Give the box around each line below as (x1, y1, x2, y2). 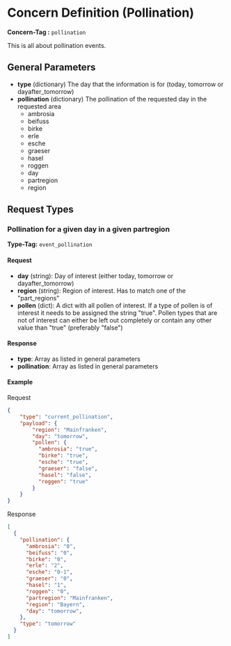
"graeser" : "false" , (38, 465, 98, 472)
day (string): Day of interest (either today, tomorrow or (17, 271, 174, 280)
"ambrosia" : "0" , (25, 542, 77, 550)
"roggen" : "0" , (25, 588, 70, 595)
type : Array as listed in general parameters (17, 355, 141, 363)
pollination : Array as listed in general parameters (17, 362, 159, 370)
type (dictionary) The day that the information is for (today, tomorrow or (17, 80, 224, 88)
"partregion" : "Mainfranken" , (25, 595, 113, 601)
